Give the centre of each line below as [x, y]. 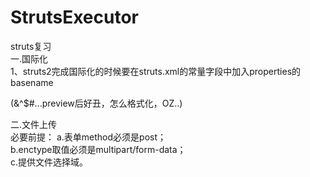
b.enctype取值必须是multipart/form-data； [98, 149]
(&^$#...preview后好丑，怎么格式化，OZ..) [96, 103]
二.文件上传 [34, 124]
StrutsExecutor [74, 17]
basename [32, 82]
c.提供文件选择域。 [49, 162]
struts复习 [31, 46]
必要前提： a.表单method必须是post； [88, 137]
